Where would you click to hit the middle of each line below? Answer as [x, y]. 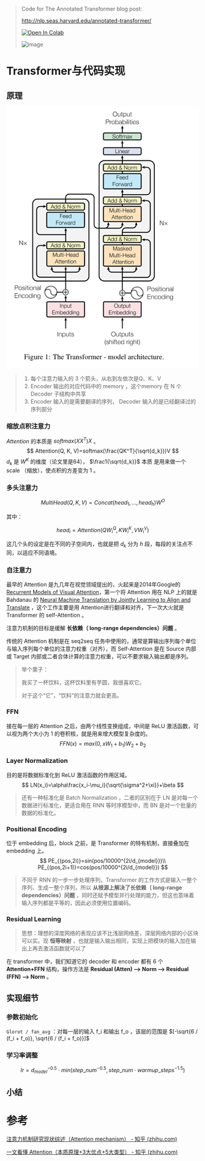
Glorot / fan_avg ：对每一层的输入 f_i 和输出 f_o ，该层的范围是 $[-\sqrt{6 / [102, 1031]
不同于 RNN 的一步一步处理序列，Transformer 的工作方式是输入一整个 [109, 880]
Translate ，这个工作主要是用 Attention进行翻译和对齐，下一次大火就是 [95, 607]
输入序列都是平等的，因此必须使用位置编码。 [78, 903]
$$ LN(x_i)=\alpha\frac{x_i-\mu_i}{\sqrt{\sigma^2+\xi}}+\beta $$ [103, 785]
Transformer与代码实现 [66, 71]
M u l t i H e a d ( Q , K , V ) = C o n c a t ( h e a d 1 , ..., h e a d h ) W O [103, 503]
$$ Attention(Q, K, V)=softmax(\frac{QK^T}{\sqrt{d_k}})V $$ [103, 451]
